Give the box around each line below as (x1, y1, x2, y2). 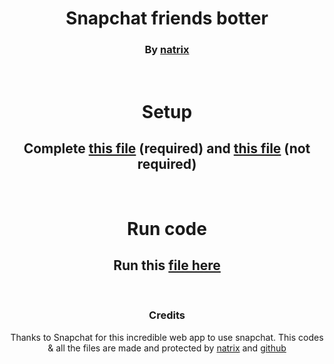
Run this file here (113, 257, 221, 274)
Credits (148, 308, 186, 322)
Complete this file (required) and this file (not (23, 140, 311, 157)
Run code (127, 217, 207, 240)
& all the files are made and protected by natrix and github (47, 342, 287, 354)
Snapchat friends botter (65, 7, 269, 30)
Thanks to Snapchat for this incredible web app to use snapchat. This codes (10, 331, 324, 343)
